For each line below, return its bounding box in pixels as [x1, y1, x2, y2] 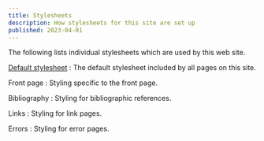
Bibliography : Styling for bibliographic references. [8, 94, 172, 103]
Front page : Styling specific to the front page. [8, 78, 158, 87]
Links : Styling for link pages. [8, 109, 102, 118]
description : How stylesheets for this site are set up [8, 19, 195, 27]
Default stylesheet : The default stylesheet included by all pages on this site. [8, 63, 256, 72]
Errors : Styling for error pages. [8, 124, 110, 134]
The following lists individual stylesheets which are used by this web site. [8, 48, 246, 58]
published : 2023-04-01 [8, 26, 83, 34]
